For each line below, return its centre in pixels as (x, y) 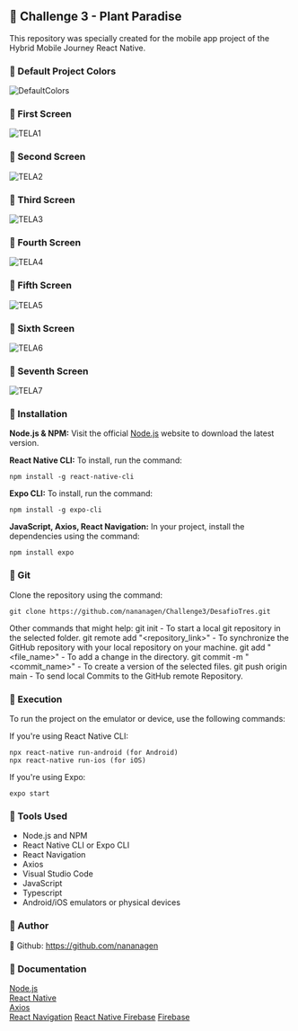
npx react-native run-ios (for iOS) (78, 760)
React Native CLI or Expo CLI (76, 845)
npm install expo (42, 553)
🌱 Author (29, 926)
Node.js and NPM (55, 836)
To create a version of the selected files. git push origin (185, 666)
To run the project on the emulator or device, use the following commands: (147, 719)
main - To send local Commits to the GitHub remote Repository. (127, 676)
